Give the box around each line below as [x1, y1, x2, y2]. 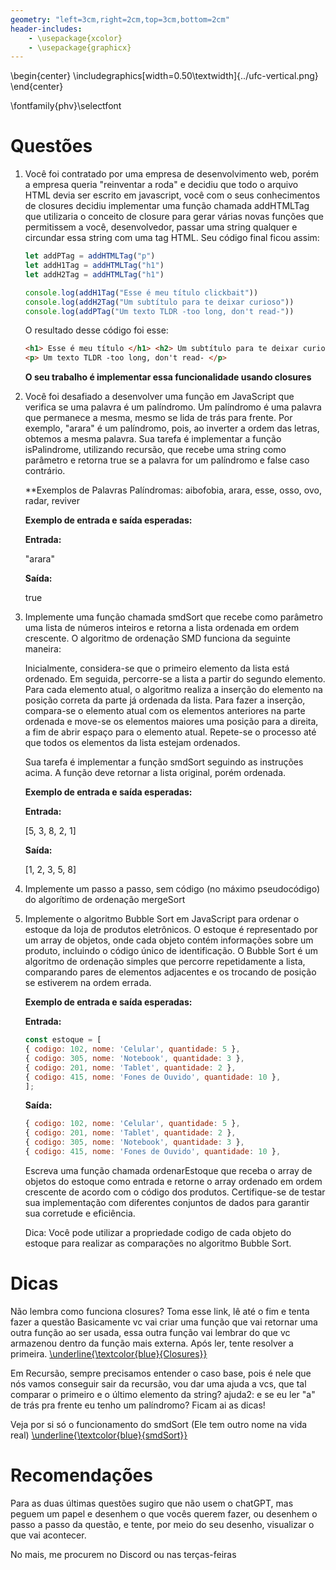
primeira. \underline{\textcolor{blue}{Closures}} [10, 1347, 208, 1360]
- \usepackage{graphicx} [28, 42, 132, 53]
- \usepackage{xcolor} [28, 33, 123, 43]
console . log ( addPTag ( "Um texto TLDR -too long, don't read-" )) [24, 306, 295, 316]
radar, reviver [24, 495, 80, 507]
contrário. [24, 465, 66, 477]
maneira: [24, 643, 62, 655]
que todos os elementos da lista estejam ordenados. [24, 737, 241, 749]
